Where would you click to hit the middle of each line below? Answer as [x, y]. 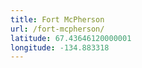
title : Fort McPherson [57, 19]
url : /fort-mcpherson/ [57, 29]
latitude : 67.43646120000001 [71, 38]
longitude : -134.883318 [60, 47]
